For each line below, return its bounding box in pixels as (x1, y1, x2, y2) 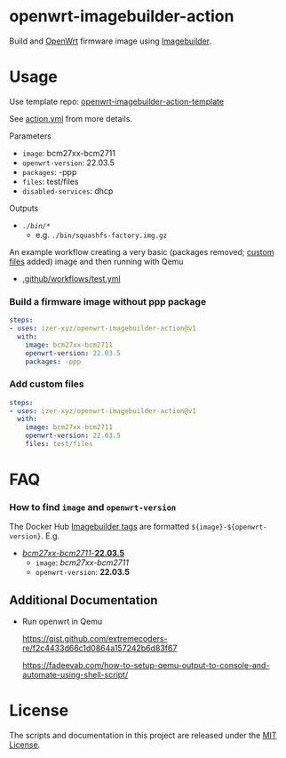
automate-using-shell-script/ (21, 669, 129, 681)
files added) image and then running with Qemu (9, 256, 184, 267)
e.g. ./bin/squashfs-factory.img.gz (35, 229, 167, 240)
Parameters (9, 131, 52, 141)
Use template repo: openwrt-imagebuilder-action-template (9, 96, 225, 107)
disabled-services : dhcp (21, 185, 114, 196)
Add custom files (9, 378, 84, 390)
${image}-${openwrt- (190, 523, 267, 532)
